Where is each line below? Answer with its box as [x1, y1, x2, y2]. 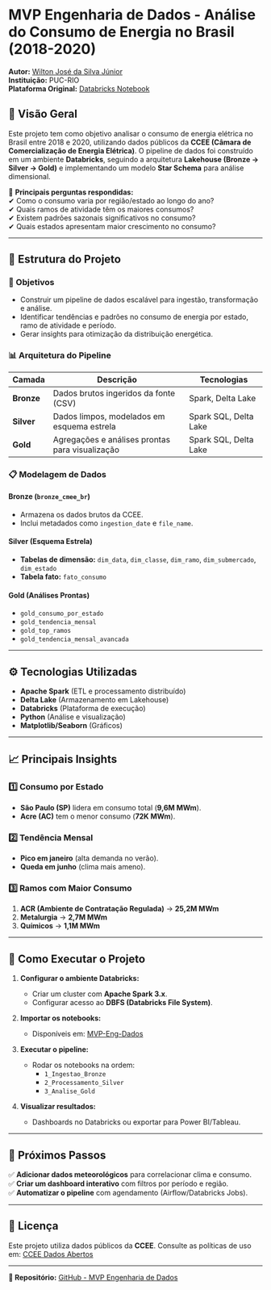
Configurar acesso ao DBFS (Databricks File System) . [31, 998, 213, 1007]
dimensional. [8, 171, 51, 181]
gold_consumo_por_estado [19, 609, 104, 618]
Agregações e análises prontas [52, 433, 171, 445]
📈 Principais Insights [8, 752, 118, 766]
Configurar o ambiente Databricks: [19, 974, 140, 983]
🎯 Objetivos [8, 277, 55, 288]
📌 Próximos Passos [8, 1148, 106, 1162]
